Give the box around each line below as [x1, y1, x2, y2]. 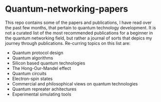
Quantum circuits [12, 70, 47, 76]
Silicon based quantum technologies [12, 60, 86, 66]
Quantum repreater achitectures [12, 86, 77, 92]
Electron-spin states [12, 76, 53, 82]
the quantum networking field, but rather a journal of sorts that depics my [5, 35, 152, 41]
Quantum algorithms [12, 55, 54, 61]
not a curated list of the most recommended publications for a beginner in [5, 30, 153, 36]
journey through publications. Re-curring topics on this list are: [5, 40, 130, 46]
